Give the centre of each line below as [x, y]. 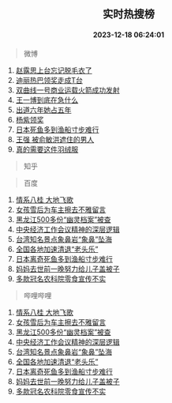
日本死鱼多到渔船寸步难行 [57, 130]
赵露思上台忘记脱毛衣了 [54, 70]
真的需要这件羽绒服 [47, 149]
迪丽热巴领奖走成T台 [49, 80]
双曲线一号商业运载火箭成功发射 [67, 90]
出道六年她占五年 [43, 110]
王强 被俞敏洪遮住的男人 [55, 139]
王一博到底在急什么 [47, 100]
